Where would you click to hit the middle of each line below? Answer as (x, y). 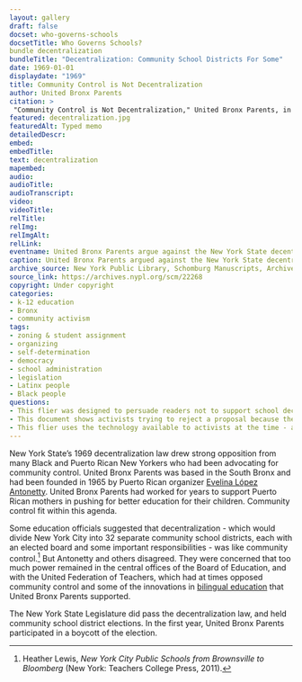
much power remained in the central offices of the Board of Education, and (148, 568)
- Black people (38, 394)
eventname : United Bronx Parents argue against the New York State (138, 252)
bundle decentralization (56, 51)
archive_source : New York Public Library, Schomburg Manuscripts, (136, 269)
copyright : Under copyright (62, 285)
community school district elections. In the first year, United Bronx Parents (147, 624)
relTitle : (28, 218)
